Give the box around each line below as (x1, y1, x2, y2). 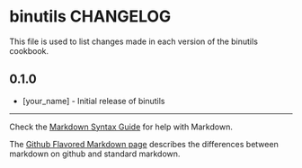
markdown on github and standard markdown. (9, 148, 181, 159)
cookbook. (9, 45, 49, 56)
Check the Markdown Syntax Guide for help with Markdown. (9, 121, 234, 132)
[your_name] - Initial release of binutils (22, 95, 165, 106)
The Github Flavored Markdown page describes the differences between (9, 138, 279, 149)
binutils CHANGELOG (9, 6, 172, 27)
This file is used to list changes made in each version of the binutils (9, 36, 259, 47)
